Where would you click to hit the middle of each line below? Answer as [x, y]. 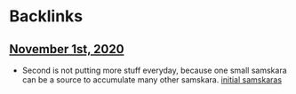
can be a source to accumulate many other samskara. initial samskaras [152, 80]
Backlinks [46, 16]
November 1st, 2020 [67, 49]
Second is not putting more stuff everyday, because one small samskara [154, 70]
